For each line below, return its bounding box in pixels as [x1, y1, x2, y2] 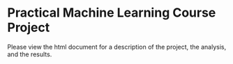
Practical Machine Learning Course [7, 5, 216, 21]
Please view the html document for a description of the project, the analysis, [7, 42, 227, 51]
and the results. [7, 50, 52, 58]
